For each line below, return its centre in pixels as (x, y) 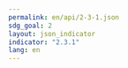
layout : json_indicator (52, 34)
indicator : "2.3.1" (44, 42)
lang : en (24, 50)
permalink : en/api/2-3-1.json (64, 17)
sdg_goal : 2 (30, 26)
